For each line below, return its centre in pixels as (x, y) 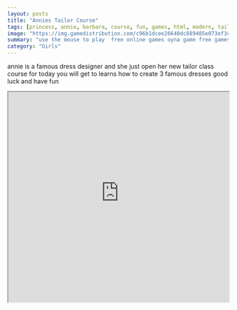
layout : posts (28, 14)
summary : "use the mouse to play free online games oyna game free (109, 40)
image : (17, 33)
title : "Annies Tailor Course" (53, 20)
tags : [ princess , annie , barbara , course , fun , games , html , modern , (111, 27)
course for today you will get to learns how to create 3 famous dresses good (118, 74)
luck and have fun (33, 81)
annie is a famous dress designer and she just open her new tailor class (111, 66)
